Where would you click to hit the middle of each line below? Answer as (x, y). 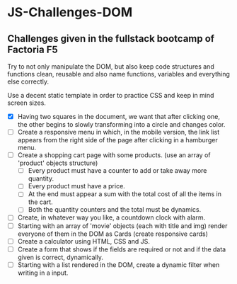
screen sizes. (27, 103)
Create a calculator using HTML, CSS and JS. (84, 241)
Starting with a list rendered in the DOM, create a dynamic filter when (118, 265)
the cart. (40, 202)
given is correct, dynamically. (60, 257)
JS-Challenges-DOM (70, 12)
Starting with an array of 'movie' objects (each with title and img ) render (122, 226)
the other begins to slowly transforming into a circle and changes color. (121, 125)
